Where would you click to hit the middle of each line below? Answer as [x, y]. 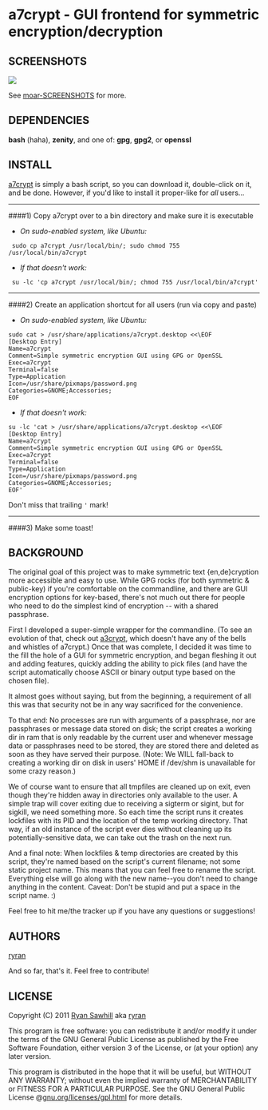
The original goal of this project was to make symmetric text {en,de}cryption [134, 572]
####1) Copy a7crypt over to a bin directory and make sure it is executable [131, 215]
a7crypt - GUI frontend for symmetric [134, 15]
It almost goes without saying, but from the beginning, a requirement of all [130, 696]
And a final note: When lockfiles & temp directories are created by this [123, 853]
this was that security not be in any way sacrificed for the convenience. [126, 705]
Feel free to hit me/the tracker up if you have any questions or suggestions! [132, 911]
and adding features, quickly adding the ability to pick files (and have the [128, 664]
